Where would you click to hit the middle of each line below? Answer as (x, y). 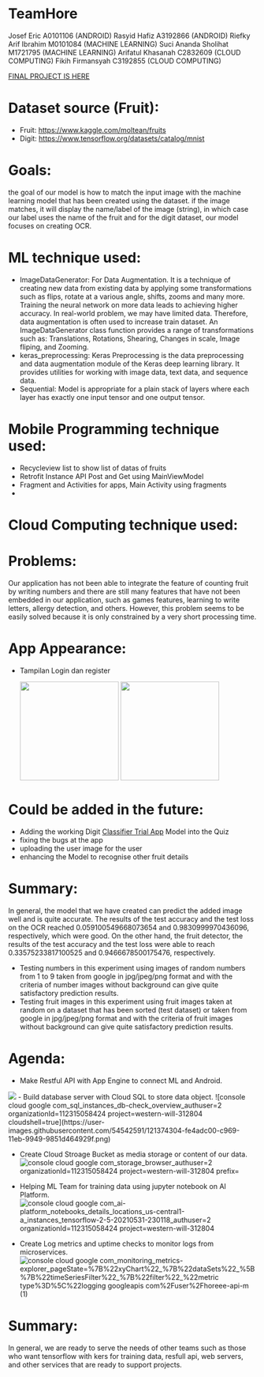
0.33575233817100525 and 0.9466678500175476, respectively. (112, 953)
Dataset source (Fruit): (84, 108)
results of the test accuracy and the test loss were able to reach (112, 944)
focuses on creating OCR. (50, 225)
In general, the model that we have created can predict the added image (125, 911)
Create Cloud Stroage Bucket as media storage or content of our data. (134, 1154)
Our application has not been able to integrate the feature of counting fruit (128, 583)
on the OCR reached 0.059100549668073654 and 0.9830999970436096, (129, 927)
